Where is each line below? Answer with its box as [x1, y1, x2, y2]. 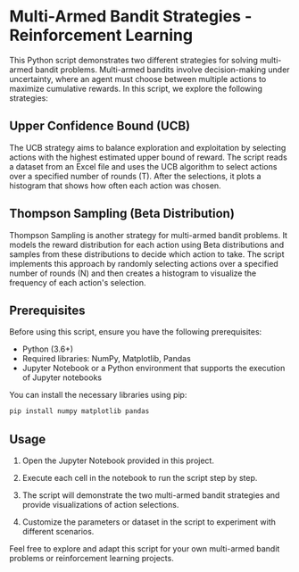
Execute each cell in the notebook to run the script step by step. [21, 473, 258, 484]
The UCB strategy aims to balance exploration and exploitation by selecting [9, 142, 287, 153]
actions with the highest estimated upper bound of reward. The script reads [9, 152, 287, 162]
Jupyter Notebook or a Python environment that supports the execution [21, 363, 286, 374]
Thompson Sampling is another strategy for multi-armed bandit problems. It [9, 229, 288, 240]
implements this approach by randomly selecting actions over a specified [9, 258, 278, 269]
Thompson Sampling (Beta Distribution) [9, 206, 235, 221]
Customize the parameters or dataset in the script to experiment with [21, 517, 277, 527]
